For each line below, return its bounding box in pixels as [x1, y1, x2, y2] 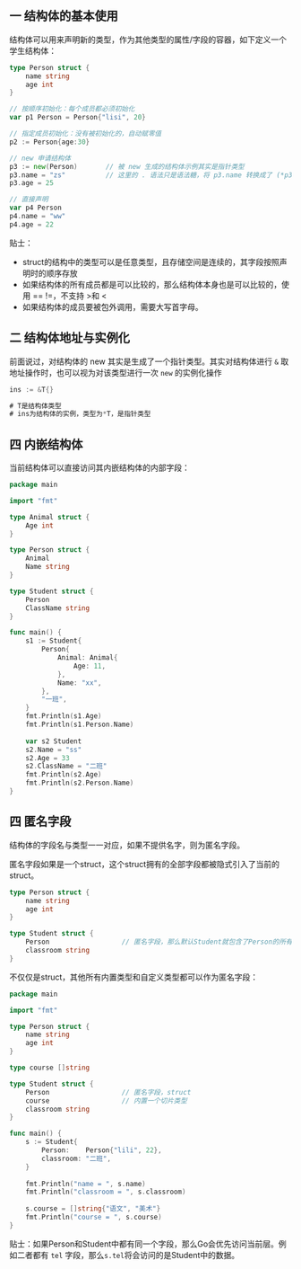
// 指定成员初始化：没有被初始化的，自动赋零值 [9, 129, 162, 138]
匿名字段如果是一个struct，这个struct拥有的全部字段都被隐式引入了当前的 [9, 858, 280, 869]
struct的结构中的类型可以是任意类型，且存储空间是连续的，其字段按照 [21, 256, 279, 267]
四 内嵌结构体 [9, 437, 83, 452]
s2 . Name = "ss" [25, 745, 82, 754]
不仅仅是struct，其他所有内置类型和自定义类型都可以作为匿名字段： [9, 972, 259, 982]
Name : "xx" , [56, 678, 102, 688]
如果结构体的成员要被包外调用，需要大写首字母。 [21, 301, 203, 312]
